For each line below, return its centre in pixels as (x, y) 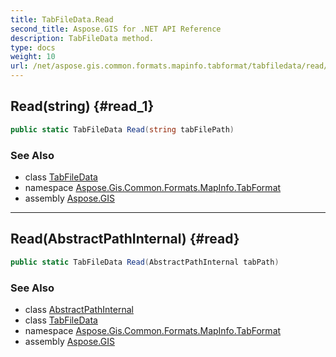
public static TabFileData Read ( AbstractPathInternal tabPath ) (145, 262)
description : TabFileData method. (82, 38)
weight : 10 (33, 57)
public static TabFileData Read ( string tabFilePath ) (122, 129)
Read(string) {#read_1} (82, 106)
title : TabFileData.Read (62, 19)
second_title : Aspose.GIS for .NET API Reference (116, 29)
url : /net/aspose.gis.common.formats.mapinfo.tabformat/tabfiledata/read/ (169, 66)
